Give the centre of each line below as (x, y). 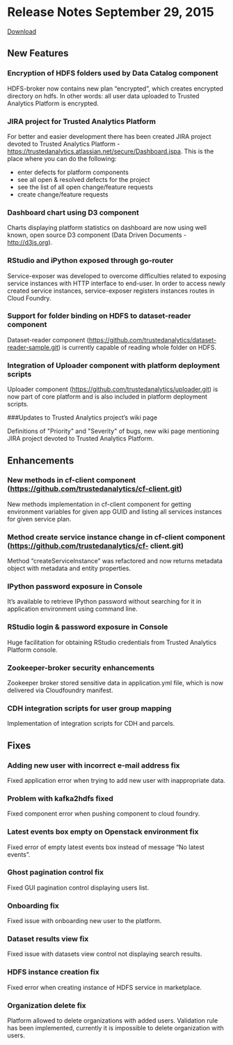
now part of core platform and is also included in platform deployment (107, 397)
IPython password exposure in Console (75, 586)
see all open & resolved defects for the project (83, 179)
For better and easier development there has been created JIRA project (109, 136)
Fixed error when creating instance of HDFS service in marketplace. (104, 987)
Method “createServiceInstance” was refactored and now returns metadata (115, 561)
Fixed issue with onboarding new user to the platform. (85, 921)
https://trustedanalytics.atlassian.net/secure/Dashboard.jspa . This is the (111, 151)
